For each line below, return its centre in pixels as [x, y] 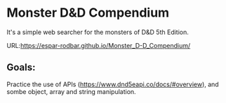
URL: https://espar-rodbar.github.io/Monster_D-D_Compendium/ [99, 45]
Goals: [21, 68]
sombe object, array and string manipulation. [71, 91]
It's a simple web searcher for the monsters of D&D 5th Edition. [98, 32]
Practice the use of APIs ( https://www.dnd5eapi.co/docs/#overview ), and [113, 84]
